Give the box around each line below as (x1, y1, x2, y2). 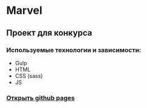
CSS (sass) (15, 72, 44, 79)
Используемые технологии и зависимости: (6, 46, 142, 54)
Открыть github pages (6, 94, 75, 102)
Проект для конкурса (6, 28, 93, 38)
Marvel (6, 4, 42, 17)
